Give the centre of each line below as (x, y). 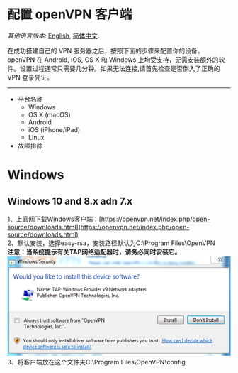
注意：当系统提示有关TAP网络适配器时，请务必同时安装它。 (94, 252)
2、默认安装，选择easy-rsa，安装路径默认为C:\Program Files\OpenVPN (111, 243)
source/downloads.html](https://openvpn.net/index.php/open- (98, 227)
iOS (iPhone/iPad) (54, 129)
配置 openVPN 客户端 (70, 15)
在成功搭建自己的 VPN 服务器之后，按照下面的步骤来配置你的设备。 (106, 50)
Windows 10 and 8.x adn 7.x (70, 201)
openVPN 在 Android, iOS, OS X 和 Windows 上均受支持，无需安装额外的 (113, 59)
